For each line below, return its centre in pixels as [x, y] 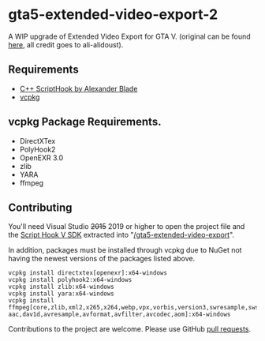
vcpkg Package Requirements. [85, 122]
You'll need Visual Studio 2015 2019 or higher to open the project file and [127, 227]
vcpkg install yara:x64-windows [61, 294]
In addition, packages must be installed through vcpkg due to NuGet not [125, 250]
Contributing [40, 207]
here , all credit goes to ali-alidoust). [66, 44]
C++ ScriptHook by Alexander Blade [78, 88]
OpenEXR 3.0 [41, 157]
